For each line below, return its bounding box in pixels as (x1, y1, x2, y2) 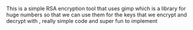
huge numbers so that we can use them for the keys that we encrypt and (6, 11, 187, 18)
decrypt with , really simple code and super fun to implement (6, 18, 158, 24)
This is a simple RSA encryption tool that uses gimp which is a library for (6, 5, 186, 12)
